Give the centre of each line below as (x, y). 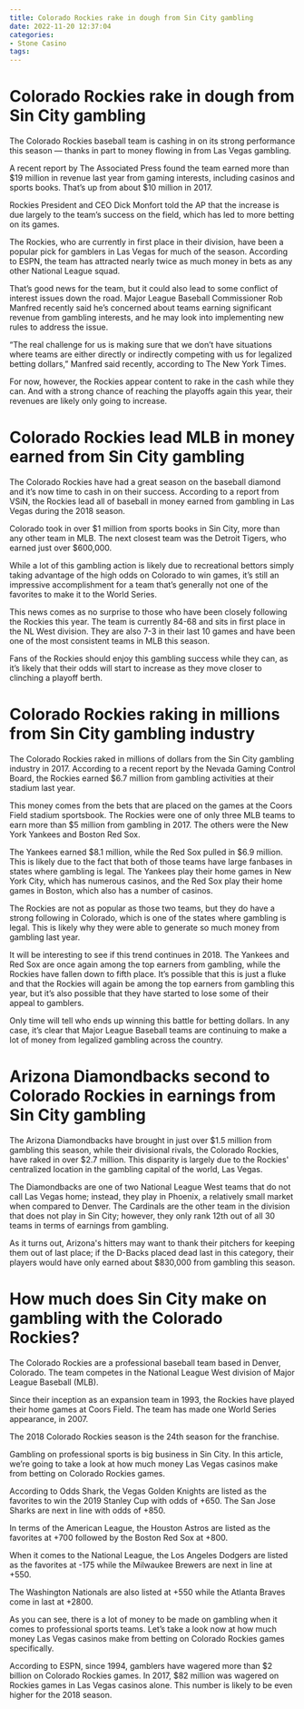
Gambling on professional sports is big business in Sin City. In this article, (147, 1454)
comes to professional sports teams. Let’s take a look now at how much (143, 1629)
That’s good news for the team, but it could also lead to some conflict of (144, 289)
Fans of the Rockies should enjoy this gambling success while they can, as (149, 658)
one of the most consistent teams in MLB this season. (110, 641)
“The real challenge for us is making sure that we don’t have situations (141, 345)
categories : (32, 35)
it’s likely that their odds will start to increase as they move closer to (136, 668)
